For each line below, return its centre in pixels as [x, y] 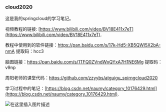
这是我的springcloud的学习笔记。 [39, 18]
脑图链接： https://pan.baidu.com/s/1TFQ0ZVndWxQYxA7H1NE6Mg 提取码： [84, 62]
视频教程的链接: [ [23, 29]
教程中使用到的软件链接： [31, 45]
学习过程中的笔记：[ [26, 88]
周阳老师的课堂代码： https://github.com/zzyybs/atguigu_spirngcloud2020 [81, 78]
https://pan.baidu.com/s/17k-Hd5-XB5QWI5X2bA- [109, 45]
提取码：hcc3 [30, 51]
